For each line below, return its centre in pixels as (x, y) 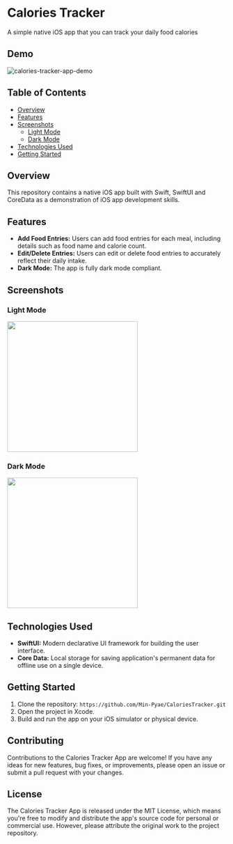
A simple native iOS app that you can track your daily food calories (103, 32)
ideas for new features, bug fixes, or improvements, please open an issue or (116, 765)
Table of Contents (47, 93)
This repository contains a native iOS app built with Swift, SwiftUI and (106, 192)
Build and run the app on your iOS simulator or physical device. (107, 719)
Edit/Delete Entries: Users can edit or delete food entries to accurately (119, 253)
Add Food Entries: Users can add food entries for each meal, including (119, 239)
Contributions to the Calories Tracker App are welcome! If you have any (110, 758)
